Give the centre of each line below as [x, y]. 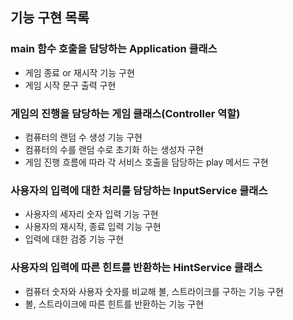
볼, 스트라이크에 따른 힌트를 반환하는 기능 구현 [114, 304]
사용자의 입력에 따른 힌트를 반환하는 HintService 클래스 [136, 268]
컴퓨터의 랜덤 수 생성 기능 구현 [83, 137]
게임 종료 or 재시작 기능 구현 [79, 72]
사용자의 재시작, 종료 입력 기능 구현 [93, 227]
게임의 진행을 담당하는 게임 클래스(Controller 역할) [125, 113]
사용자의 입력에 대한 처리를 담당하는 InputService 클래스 [139, 190]
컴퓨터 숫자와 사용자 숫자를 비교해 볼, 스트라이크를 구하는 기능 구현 [154, 291]
